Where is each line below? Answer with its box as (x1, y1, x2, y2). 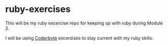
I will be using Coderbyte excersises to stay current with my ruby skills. (5, 35, 153, 41)
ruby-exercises (5, 3, 71, 15)
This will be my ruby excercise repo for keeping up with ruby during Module (5, 20, 163, 26)
